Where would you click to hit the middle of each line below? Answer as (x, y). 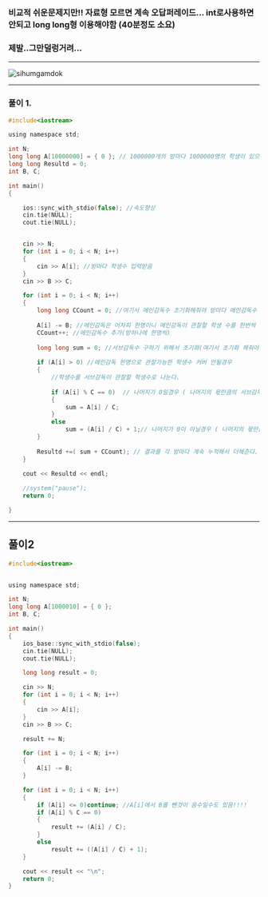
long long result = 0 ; (60, 673)
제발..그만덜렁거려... (45, 48)
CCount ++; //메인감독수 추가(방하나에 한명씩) (104, 333)
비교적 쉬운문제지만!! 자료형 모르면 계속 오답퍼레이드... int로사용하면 (131, 12)
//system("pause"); (55, 488)
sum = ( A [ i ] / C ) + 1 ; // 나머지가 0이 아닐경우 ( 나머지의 (154, 429)
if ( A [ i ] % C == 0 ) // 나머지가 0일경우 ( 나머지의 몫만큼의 (144, 392)
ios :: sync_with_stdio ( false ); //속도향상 (89, 208)
